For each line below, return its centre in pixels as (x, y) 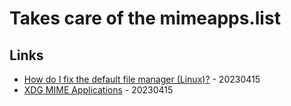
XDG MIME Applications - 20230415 (98, 90)
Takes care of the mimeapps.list (145, 18)
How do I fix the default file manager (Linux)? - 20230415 (142, 79)
